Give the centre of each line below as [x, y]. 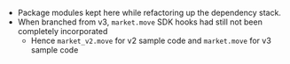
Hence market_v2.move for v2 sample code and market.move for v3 [151, 40]
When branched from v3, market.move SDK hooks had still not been [140, 22]
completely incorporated [63, 31]
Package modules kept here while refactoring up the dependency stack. [149, 13]
